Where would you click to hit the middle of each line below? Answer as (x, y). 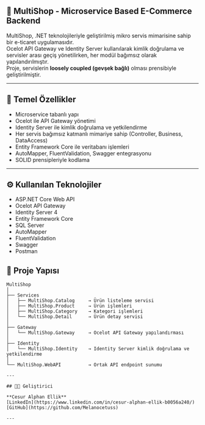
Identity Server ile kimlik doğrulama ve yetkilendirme (81, 127)
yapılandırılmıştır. (27, 61)
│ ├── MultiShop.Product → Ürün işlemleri (69, 306)
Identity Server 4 (36, 212)
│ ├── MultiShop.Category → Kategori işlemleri (75, 312)
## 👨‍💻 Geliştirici (30, 386)
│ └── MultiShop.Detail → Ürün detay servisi (75, 317)
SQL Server (30, 225)
